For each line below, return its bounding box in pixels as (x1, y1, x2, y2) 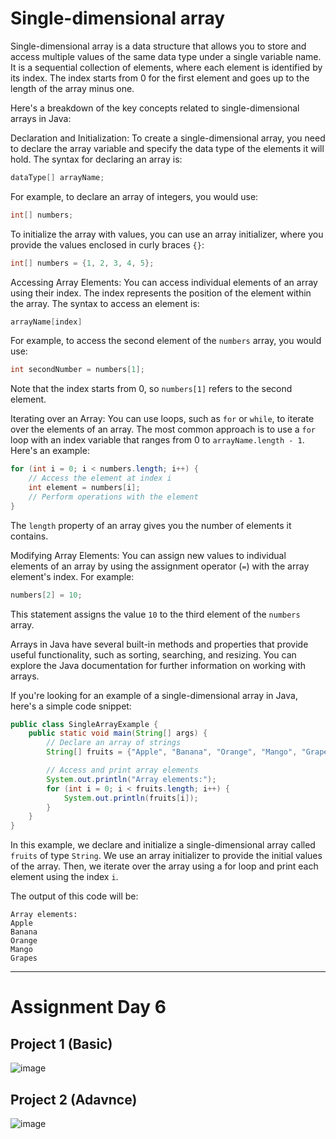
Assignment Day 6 (10, 996, 167, 1019)
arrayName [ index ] (10, 317, 83, 327)
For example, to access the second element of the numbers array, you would (10, 335, 322, 347)
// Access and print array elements (46, 765, 199, 776)
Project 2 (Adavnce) (10, 1091, 138, 1108)
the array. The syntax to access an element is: (10, 297, 200, 309)
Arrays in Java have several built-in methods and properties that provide (10, 638, 309, 650)
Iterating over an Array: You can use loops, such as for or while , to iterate (10, 413, 315, 425)
